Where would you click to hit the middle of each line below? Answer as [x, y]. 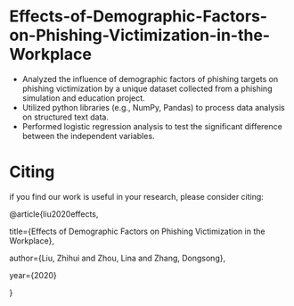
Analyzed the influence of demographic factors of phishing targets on [150, 79]
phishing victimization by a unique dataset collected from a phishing [147, 88]
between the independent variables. [88, 136]
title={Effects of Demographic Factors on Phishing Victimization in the [137, 231]
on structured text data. [65, 117]
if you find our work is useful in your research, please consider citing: [137, 196]
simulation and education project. [83, 98]
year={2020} [33, 275]
